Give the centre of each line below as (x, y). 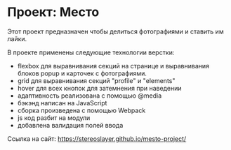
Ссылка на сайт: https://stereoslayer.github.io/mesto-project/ (97, 138)
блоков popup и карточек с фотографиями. (82, 73)
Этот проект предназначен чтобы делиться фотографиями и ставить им (115, 31)
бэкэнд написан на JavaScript (62, 103)
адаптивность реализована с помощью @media (90, 96)
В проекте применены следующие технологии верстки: (91, 52)
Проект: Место (53, 12)
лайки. (17, 38)
